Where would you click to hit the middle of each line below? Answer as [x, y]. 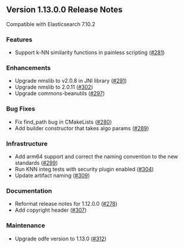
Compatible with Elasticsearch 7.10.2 [51, 24]
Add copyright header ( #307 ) [51, 210]
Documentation [29, 191]
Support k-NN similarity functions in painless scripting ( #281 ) [90, 52]
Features [19, 39]
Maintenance [26, 225]
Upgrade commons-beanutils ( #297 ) [60, 93]
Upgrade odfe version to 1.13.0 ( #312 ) [61, 238]
